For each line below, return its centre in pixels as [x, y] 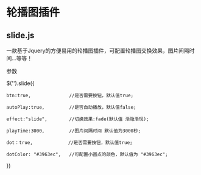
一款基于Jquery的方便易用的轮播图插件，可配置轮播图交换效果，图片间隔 [98, 50]
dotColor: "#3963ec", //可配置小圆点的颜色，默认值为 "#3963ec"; [87, 154]
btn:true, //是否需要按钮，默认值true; [70, 95]
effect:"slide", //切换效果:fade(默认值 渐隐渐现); [78, 119]
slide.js [20, 35]
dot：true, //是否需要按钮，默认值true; [69, 143]
